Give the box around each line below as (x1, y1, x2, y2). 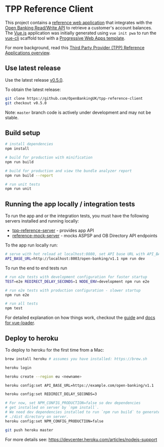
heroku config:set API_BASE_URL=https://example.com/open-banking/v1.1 (5, 383, 154, 388)
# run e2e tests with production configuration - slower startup (5, 288, 141, 293)
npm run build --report (5, 173, 54, 178)
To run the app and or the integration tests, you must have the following (5, 213, 149, 219)
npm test (5, 306, 23, 311)
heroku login (5, 365, 32, 370)
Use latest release (5, 64, 61, 72)
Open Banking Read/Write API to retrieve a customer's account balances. (5, 24, 152, 30)
